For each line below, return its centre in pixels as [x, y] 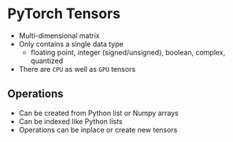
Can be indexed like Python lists [70, 121]
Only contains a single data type [71, 43]
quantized [47, 61]
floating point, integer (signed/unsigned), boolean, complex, [128, 52]
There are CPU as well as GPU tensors [77, 69]
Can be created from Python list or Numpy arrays [98, 113]
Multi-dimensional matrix [59, 35]
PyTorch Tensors [64, 14]
